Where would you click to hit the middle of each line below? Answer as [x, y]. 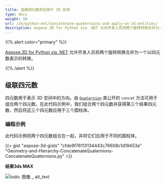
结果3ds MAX [19, 166]
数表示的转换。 [20, 58]
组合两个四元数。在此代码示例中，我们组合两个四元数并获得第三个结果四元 [81, 104]
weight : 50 [16, 19]
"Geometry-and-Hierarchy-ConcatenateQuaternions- [59, 151]
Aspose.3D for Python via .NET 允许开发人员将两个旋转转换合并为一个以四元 [83, 52]
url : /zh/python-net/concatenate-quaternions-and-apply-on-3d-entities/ [82, 23]
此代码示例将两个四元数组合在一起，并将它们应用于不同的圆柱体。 [72, 136]
